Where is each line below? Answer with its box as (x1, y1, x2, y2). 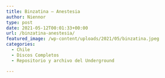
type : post (6, 19, 33, 25)
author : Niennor (6, 14, 46, 20)
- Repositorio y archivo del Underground (11, 57, 115, 63)
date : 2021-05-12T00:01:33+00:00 (6, 25, 88, 31)
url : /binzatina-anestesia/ (6, 30, 75, 36)
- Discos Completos (11, 52, 60, 58)
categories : (6, 42, 35, 48)
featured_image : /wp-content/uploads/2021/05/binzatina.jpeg (6, 36, 160, 42)
